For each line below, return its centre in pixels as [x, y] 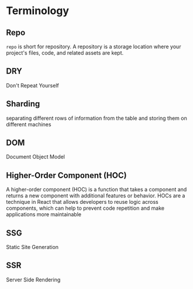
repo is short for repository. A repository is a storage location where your [94, 46]
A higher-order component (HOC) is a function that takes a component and [96, 190]
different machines [29, 124]
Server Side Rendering [33, 280]
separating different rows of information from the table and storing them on [96, 118]
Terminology [37, 11]
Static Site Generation [32, 247]
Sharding [23, 104]
